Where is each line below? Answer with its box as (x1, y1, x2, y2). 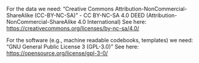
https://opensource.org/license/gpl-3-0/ (6, 50, 108, 57)
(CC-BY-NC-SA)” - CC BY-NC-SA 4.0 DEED (34, 12, 145, 19)
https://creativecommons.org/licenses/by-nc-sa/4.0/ (6, 24, 140, 32)
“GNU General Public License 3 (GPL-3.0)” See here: (6, 43, 139, 50)
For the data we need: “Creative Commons (6, 6, 115, 12)
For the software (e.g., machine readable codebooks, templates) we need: (6, 37, 193, 43)
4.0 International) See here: (77, 18, 147, 25)
